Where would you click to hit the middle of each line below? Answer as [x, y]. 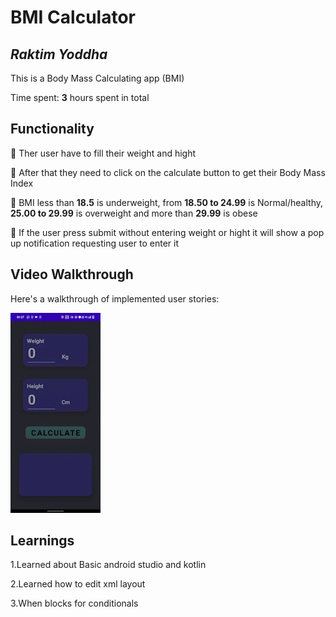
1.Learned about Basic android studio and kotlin [108, 565]
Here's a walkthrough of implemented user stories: [115, 298]
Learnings [42, 541]
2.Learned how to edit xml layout [78, 584]
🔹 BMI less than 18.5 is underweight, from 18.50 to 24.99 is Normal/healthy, [167, 202]
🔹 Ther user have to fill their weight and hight [103, 153]
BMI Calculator [73, 17]
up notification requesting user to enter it [94, 243]
